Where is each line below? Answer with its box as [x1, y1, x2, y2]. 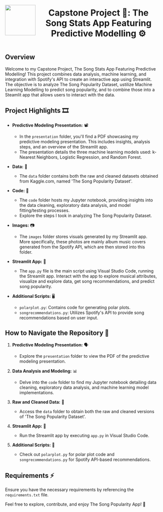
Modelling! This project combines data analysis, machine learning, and [5, 71, 146, 77]
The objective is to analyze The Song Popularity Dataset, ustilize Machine [5, 81, 152, 87]
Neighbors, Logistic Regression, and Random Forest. [36, 154, 142, 160]
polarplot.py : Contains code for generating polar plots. [19, 304, 131, 310]
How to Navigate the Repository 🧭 [5, 329, 109, 337]
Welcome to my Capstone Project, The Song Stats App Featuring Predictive [5, 66, 156, 72]
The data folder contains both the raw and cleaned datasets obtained [19, 173, 158, 179]
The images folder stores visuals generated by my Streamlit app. [19, 234, 147, 239]
